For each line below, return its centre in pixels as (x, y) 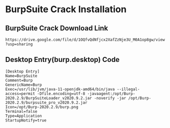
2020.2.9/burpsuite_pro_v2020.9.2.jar (46, 103)
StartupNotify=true (26, 120)
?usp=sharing (19, 44)
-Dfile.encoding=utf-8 (61, 93)
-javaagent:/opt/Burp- (111, 93)
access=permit (20, 93)
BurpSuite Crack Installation (66, 9)
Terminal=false (21, 111)
